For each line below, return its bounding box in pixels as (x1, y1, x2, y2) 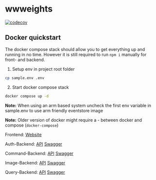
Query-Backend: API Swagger (5, 169, 65, 175)
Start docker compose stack (12, 84, 69, 90)
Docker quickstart (5, 33, 61, 42)
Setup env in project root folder (12, 66, 75, 72)
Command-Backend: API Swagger (5, 150, 74, 156)
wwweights (5, 3, 53, 15)
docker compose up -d (5, 94, 49, 98)
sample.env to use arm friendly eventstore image (5, 108, 104, 114)
